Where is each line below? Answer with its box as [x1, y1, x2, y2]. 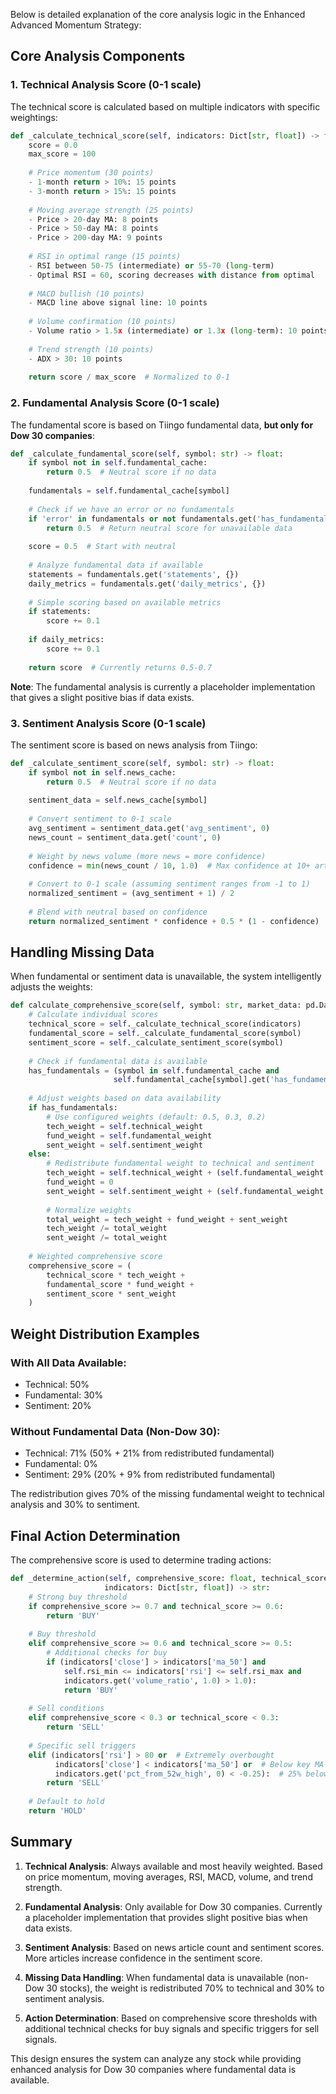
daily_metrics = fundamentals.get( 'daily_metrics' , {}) [28, 579, 267, 589]
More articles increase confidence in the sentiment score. [24, 1952, 263, 1964]
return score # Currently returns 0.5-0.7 [28, 662, 213, 673]
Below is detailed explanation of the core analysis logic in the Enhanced [10, 9, 306, 20]
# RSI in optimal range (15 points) [28, 252, 182, 262]
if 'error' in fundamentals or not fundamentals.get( [28, 514, 257, 524]
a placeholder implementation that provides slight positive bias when [24, 1911, 308, 1923]
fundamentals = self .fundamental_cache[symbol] [28, 486, 230, 496]
